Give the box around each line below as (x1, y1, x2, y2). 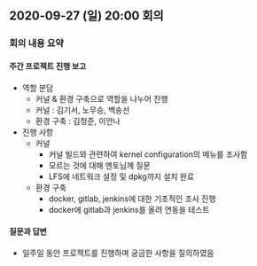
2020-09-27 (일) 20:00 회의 (9, 8, 164, 24)
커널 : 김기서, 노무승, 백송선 (35, 105, 130, 115)
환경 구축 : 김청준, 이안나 (35, 115, 121, 126)
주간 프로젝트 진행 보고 (9, 60, 87, 71)
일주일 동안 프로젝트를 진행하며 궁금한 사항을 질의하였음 (21, 247, 214, 258)
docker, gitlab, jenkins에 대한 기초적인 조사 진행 (48, 193, 216, 204)
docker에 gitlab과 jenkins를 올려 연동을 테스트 (48, 204, 210, 215)
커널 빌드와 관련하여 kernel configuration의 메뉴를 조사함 (48, 149, 248, 160)
